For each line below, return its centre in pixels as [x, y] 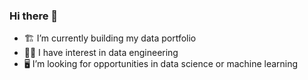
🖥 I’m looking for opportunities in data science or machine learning [161, 64]
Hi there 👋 [34, 16]
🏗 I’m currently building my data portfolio [110, 38]
